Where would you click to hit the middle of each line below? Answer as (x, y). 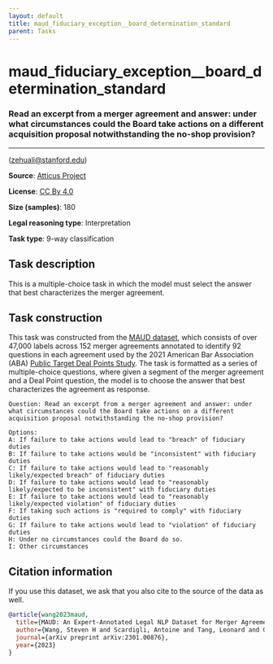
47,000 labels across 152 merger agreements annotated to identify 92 (125, 346)
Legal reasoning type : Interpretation (70, 223)
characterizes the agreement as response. (79, 389)
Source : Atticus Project (48, 175)
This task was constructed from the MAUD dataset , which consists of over (133, 338)
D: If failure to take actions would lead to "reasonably (108, 483)
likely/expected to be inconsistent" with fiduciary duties (113, 490)
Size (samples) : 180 (42, 207)
